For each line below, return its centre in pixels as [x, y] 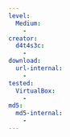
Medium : [29, 23]
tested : [21, 83]
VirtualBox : [36, 91]
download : [25, 61]
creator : [23, 38]
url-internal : [39, 68]
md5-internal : [39, 114]
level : [19, 16]
